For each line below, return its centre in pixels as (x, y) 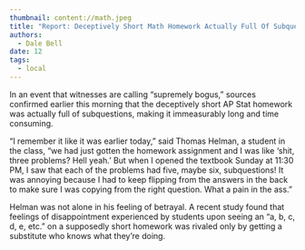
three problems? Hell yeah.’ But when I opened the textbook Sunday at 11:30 (152, 160)
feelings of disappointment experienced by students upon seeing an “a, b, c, (152, 216)
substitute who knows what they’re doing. (88, 235)
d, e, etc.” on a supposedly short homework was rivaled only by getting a (146, 226)
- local (32, 69)
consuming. (31, 123)
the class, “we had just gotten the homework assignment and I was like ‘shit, (152, 150)
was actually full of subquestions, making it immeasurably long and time (144, 114)
